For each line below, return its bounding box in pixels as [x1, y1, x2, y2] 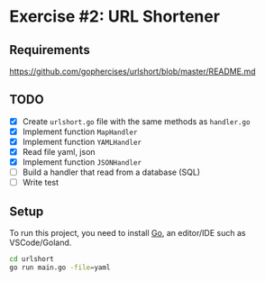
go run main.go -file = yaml [9, 263, 111, 272]
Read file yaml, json [22, 147, 96, 157]
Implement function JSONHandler [22, 157, 142, 168]
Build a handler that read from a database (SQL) [22, 167, 201, 177]
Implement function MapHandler [22, 126, 138, 137]
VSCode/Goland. [9, 237, 72, 249]
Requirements [9, 42, 90, 58]
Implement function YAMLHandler [22, 136, 142, 147]
